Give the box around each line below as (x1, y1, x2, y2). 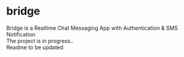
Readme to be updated (6, 44, 64, 51)
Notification (6, 30, 36, 38)
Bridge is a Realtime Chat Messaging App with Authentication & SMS (6, 24, 178, 32)
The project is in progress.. (6, 37, 74, 44)
